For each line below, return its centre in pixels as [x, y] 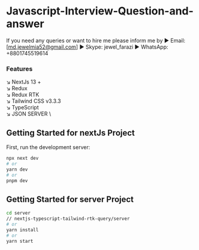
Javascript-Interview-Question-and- [100, 11]
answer [25, 24]
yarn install [22, 230]
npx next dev [22, 158]
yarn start [20, 241]
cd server [19, 213]
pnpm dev [17, 181]
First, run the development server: [48, 147]
